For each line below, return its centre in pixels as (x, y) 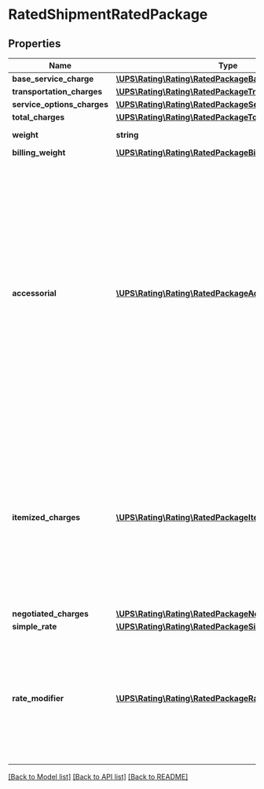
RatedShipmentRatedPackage (108, 15)
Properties (35, 44)
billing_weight (39, 153)
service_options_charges (60, 104)
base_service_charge (53, 79)
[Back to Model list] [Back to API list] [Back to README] (98, 777)
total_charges (38, 117)
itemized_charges (46, 517)
